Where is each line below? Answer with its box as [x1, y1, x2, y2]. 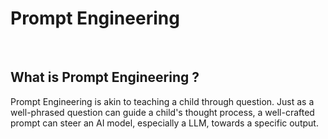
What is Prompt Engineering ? [10, 69, 200, 86]
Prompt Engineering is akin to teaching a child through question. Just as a [10, 95, 315, 107]
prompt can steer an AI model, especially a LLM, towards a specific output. [10, 117, 319, 129]
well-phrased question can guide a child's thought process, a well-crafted [10, 106, 315, 118]
